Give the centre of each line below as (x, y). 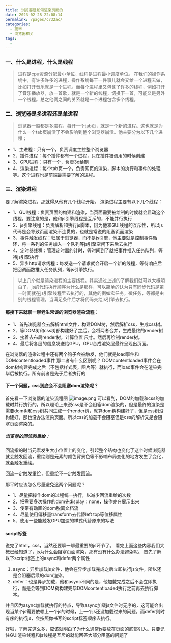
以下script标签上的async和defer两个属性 (48, 558)
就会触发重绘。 (21, 463)
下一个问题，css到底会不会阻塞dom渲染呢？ (52, 386)
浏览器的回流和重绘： (27, 436)
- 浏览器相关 (22, 34)
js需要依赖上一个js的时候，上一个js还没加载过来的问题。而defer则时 (94, 612)
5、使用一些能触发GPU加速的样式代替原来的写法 (63, 521)
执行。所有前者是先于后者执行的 (52, 373)
